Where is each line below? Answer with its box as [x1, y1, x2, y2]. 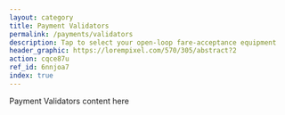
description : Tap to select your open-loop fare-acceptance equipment [9, 37, 277, 47]
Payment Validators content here [9, 95, 129, 106]
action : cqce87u [9, 54, 69, 63]
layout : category [9, 12, 74, 22]
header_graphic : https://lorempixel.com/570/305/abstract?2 [9, 46, 238, 55]
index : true [9, 71, 53, 80]
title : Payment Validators [9, 21, 110, 30]
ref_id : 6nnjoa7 [9, 63, 69, 72]
